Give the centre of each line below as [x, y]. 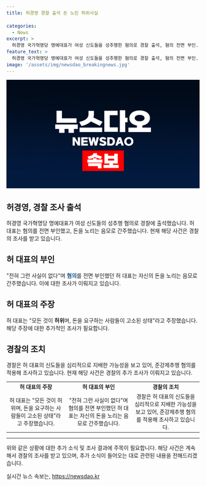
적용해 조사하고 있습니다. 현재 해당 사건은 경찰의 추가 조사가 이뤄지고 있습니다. [100, 373]
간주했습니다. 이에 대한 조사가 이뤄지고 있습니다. [64, 283]
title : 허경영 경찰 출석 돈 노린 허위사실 [52, 13]
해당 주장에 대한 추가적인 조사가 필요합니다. [58, 328]
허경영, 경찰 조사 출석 [44, 207]
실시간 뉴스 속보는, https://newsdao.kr [53, 476]
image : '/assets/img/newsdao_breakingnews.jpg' [68, 64]
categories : [21, 26]
